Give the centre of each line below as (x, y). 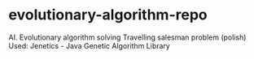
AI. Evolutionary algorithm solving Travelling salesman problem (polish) (127, 37)
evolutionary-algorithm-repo (108, 15)
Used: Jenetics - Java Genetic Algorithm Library (90, 45)
